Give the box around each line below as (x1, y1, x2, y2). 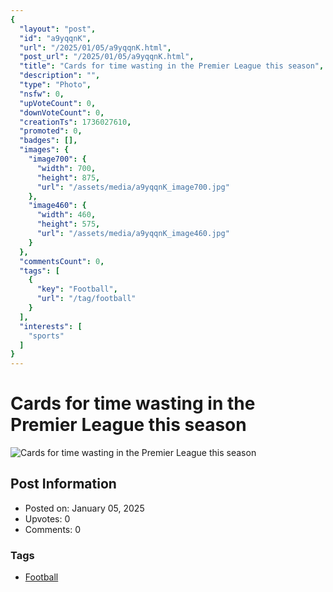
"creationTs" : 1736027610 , (19, 117, 132, 127)
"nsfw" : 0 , (19, 89, 65, 99)
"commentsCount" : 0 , (19, 256, 105, 266)
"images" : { (19, 145, 70, 155)
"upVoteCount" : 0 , (19, 98, 97, 108)
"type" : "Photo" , (19, 80, 92, 90)
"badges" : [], (19, 136, 78, 146)
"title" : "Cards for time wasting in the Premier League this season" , (19, 61, 325, 71)
